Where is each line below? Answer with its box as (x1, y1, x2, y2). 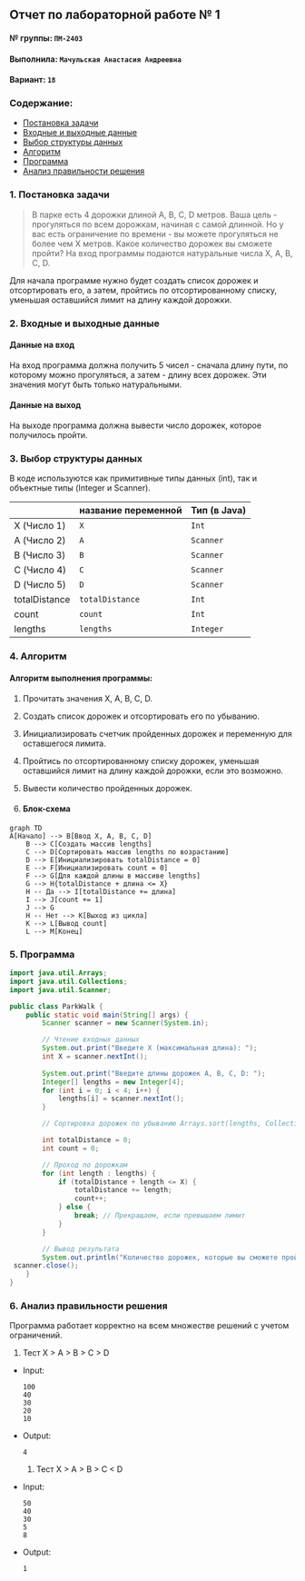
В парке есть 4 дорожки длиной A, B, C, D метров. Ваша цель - (31, 209, 278, 220)
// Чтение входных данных (42, 1035, 141, 1044)
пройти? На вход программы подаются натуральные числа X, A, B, (31, 247, 293, 258)
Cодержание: (9, 97, 74, 110)
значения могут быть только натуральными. (9, 379, 182, 390)
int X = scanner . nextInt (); (42, 1052, 148, 1061)
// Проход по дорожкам (42, 1160, 128, 1169)
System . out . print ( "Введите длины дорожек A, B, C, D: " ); (42, 1069, 266, 1078)
